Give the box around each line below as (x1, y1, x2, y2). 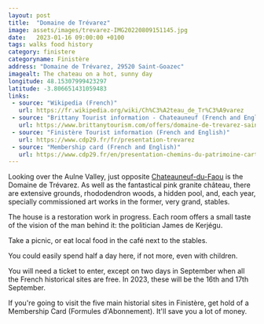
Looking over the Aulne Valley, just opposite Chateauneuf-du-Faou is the (8, 172, 244, 182)
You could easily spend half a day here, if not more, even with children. (8, 251, 238, 260)
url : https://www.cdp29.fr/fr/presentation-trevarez (18, 135, 195, 144)
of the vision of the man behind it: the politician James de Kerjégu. (8, 221, 223, 230)
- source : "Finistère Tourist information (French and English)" (11, 128, 230, 136)
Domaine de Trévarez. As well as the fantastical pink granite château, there (8, 180, 251, 190)
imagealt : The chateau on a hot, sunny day (8, 70, 153, 78)
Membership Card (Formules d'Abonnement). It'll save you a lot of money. (8, 307, 247, 316)
